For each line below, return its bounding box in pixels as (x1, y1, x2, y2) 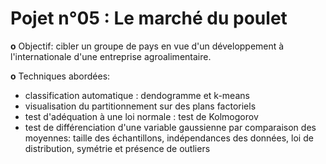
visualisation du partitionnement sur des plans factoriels (24, 100, 257, 112)
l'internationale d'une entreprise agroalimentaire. (10, 50, 212, 62)
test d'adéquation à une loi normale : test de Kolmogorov (24, 110, 259, 122)
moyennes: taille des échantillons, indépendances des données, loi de (24, 132, 314, 144)
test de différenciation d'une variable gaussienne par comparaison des (24, 121, 317, 133)
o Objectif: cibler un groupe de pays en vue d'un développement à (10, 40, 285, 52)
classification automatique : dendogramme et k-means (24, 89, 250, 101)
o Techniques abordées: (10, 70, 111, 82)
